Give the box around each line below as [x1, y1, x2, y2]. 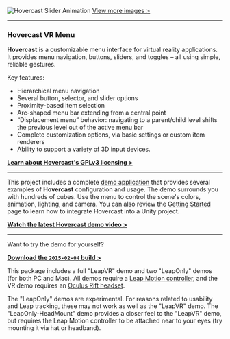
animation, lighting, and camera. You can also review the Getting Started [7, 200, 211, 209]
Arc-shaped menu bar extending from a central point [16, 108, 166, 117]
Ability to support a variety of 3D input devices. [16, 145, 151, 154]
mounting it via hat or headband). [7, 324, 101, 332]
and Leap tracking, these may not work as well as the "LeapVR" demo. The [7, 302, 218, 310]
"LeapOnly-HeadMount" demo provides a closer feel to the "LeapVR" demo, [7, 309, 222, 318]
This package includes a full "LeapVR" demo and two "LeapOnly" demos [7, 267, 212, 275]
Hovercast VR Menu [7, 30, 75, 39]
